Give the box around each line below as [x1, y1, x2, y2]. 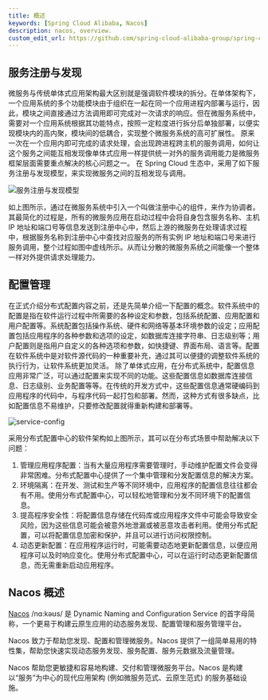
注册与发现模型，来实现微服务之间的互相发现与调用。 [14, 169, 190, 178]
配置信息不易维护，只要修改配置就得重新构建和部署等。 [14, 401, 197, 410]
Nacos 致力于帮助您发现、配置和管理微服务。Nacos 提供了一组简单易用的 [8, 635, 250, 645]
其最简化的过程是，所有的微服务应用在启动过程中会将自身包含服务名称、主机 [8, 213, 260, 222]
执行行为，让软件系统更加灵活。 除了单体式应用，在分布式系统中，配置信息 [8, 361, 255, 370]
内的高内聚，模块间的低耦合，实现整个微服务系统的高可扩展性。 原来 [29, 129, 255, 138]
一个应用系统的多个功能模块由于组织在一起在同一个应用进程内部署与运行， [8, 98, 253, 108]
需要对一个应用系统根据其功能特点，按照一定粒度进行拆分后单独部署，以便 [8, 118, 253, 128]
